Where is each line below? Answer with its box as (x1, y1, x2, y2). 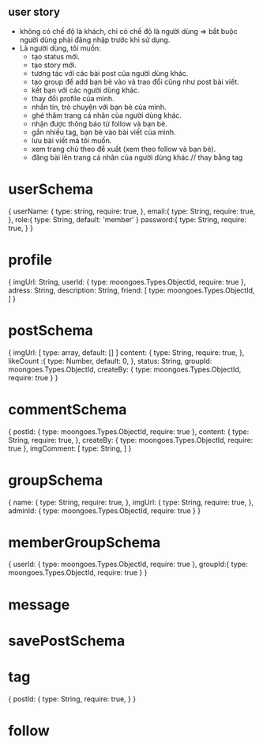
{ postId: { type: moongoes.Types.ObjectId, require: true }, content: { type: (8, 426, 250, 436)
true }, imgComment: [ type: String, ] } (8, 444, 132, 453)
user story (8, 6, 61, 19)
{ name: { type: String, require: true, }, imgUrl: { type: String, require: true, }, (8, 497, 254, 507)
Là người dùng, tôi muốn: (19, 43, 101, 53)
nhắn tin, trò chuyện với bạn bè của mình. (31, 102, 167, 111)
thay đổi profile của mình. (31, 93, 115, 103)
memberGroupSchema (8, 533, 161, 551)
